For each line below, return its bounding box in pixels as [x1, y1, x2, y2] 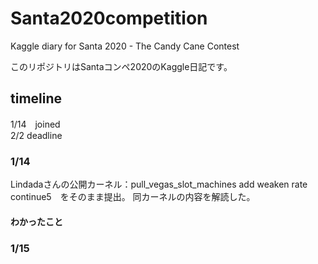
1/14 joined [10, 118, 61, 130]
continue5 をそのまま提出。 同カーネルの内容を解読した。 [10, 191, 256, 203]
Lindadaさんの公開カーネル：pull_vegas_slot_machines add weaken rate [10, 178, 308, 191]
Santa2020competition [10, 7, 208, 30]
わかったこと [10, 215, 63, 227]
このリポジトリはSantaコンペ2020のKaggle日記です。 [10, 60, 233, 72]
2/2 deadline [10, 129, 63, 141]
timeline [10, 90, 63, 107]
